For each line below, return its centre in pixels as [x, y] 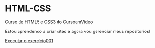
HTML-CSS [28, 8]
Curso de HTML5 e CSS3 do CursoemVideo [49, 22]
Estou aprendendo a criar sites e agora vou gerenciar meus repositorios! [78, 31]
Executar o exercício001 [29, 40]
